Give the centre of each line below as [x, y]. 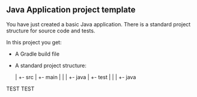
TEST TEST [20, 89]
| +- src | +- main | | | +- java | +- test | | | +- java [75, 77]
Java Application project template [71, 10]
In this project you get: [34, 42]
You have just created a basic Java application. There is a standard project [98, 24]
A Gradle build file [37, 54]
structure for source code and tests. [51, 31]
